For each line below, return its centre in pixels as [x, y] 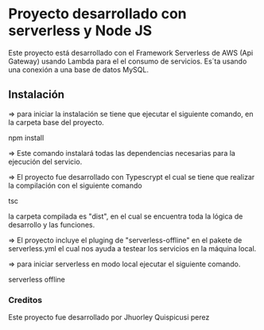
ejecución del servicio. [45, 161]
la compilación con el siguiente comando [75, 185]
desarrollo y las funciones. [52, 224]
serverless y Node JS [80, 31]
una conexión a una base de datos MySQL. [79, 69]
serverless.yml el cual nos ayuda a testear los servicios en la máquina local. [132, 248]
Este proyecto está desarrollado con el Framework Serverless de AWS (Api [131, 52]
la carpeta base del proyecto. [56, 122]
